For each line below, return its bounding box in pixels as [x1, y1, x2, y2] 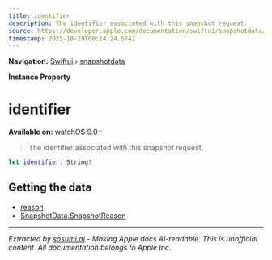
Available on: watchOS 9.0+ [8, 127, 103, 137]
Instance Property [8, 72, 71, 82]
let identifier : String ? [8, 158, 92, 166]
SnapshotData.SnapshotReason [19, 211, 126, 220]
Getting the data [8, 181, 92, 195]
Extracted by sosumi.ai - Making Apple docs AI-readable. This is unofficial [8, 233, 257, 243]
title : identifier [8, 11, 70, 20]
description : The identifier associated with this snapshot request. [8, 19, 249, 27]
